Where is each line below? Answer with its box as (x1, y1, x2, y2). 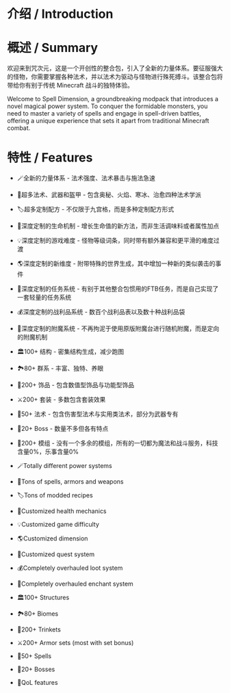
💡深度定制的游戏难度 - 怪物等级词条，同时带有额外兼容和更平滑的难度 (16, 237, 214, 245)
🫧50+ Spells (16, 652, 52, 660)
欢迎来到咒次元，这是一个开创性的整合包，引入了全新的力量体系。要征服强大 (7, 64, 223, 73)
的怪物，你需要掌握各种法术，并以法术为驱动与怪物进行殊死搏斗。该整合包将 (7, 73, 223, 81)
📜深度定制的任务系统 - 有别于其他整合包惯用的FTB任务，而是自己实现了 (16, 285, 219, 293)
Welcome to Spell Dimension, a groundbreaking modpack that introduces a (7, 95, 219, 103)
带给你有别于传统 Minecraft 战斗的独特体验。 (7, 81, 133, 90)
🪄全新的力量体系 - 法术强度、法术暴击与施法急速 (16, 174, 156, 182)
